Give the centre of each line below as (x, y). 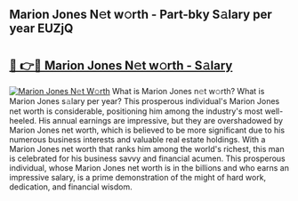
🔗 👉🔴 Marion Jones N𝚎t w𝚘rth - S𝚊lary (121, 65)
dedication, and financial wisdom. (71, 187)
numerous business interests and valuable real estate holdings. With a (137, 140)
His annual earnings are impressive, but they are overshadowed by (161, 121)
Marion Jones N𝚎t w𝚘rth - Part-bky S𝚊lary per (141, 15)
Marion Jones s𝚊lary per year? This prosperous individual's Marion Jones (145, 101)
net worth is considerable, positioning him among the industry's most (136, 111)
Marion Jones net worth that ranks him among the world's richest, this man (147, 149)
